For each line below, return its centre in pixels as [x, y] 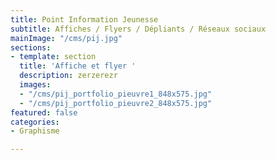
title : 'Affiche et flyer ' [78, 66]
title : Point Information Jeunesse [84, 19]
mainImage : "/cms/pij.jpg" [66, 38]
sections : [31, 47]
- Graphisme [35, 131]
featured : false [44, 112]
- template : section [53, 57]
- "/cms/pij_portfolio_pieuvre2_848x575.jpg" [116, 103]
